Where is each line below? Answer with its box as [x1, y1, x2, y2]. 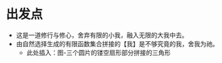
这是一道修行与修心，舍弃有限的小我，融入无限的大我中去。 [15, 31, 188, 39]
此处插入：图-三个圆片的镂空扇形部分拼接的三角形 [26, 48, 172, 57]
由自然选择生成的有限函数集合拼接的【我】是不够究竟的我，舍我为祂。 [15, 39, 219, 48]
